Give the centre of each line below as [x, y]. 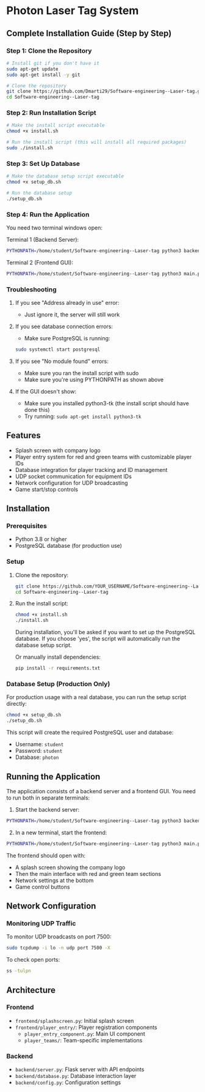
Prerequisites [27, 526]
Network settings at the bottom [54, 880]
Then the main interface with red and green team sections [88, 873]
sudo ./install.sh [30, 148]
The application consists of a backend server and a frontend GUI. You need [101, 791]
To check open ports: [33, 960]
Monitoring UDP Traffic [41, 924]
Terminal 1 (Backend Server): [43, 240]
